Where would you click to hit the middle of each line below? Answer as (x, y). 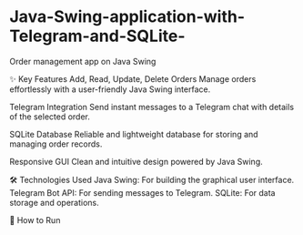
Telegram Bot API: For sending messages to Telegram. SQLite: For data (142, 192)
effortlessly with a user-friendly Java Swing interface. (110, 89)
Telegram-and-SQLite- (97, 36)
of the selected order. (50, 117)
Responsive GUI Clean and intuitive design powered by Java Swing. (136, 161)
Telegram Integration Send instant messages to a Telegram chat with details (151, 107)
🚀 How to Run (35, 220)
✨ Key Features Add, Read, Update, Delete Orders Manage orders (133, 78)
